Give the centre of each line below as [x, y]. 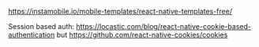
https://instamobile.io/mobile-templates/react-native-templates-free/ [120, 11]
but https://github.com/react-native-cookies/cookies [142, 35]
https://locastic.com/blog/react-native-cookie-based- [163, 26]
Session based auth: [41, 26]
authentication [32, 35]
